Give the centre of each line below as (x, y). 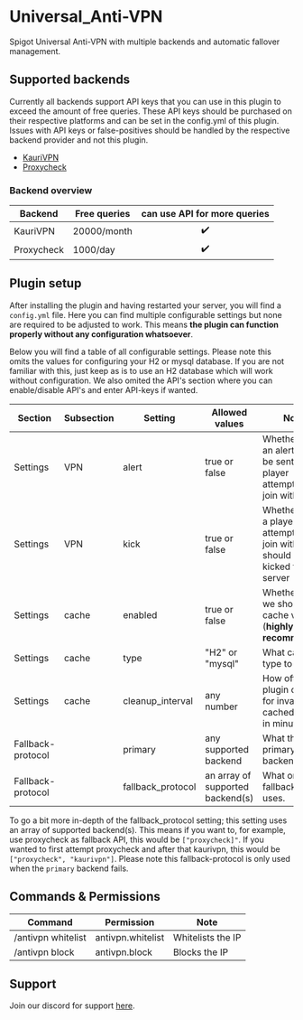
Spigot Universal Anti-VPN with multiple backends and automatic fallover (145, 42)
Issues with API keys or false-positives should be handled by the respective (150, 130)
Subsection (89, 417)
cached (279, 712)
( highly (278, 626)
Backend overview (51, 190)
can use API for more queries (205, 214)
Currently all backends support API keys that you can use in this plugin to (145, 101)
